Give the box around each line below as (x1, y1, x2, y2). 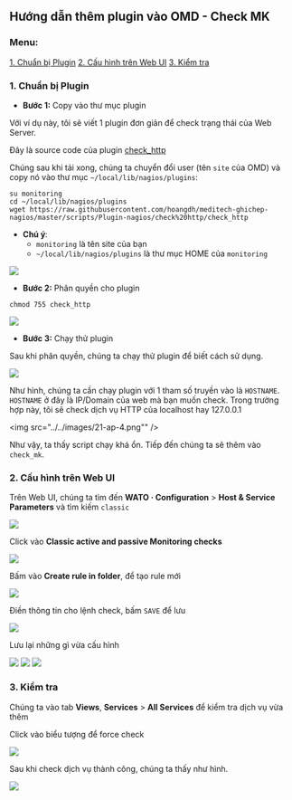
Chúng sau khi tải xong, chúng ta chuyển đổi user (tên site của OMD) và (9, 162, 281, 173)
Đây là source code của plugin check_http (9, 144, 166, 155)
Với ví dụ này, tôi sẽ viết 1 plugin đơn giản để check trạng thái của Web (9, 117, 272, 128)
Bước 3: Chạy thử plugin (22, 332, 114, 344)
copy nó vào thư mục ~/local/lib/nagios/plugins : (9, 171, 199, 182)
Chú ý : (22, 228, 48, 240)
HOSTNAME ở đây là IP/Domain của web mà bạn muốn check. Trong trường (9, 395, 279, 405)
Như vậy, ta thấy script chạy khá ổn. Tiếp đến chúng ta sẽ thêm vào (9, 439, 261, 450)
